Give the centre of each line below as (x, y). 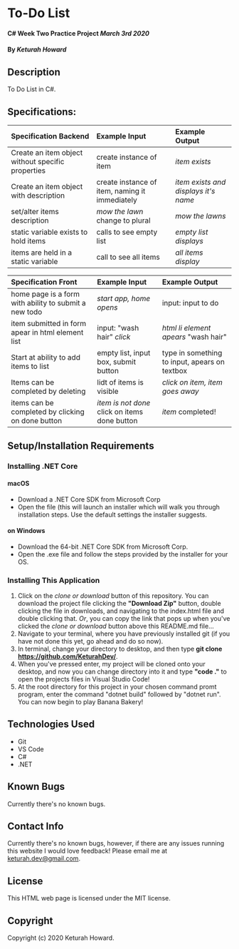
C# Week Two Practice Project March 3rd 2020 (78, 33)
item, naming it (121, 191)
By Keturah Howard (37, 50)
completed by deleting (48, 391)
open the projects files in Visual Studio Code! (84, 679)
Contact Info (36, 827)
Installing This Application (54, 580)
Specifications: (42, 112)
